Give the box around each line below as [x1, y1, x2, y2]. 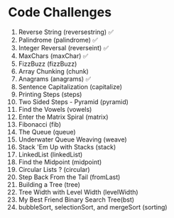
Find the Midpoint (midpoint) [18, 157, 102, 166]
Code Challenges [8, 4, 112, 21]
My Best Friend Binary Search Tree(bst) [18, 195, 134, 204]
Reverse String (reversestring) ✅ [18, 28, 114, 36]
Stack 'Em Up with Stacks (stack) [18, 142, 116, 151]
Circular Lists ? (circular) [18, 165, 91, 173]
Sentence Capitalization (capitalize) [18, 82, 123, 91]
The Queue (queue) [18, 127, 77, 136]
